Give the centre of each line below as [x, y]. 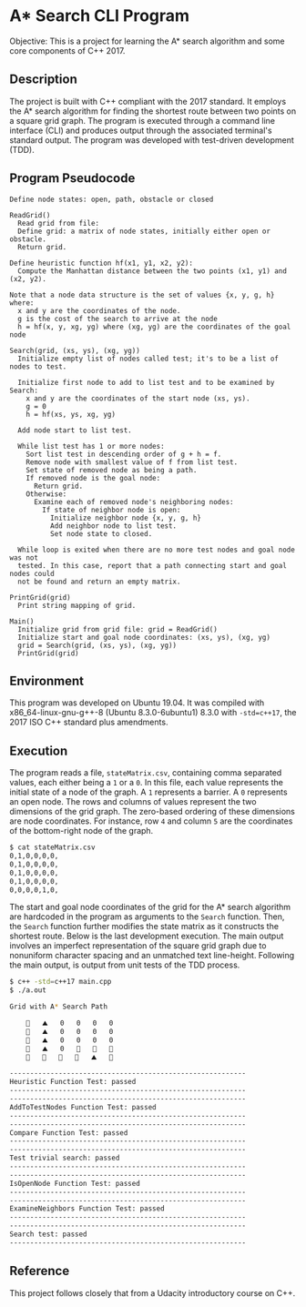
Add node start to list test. [75, 430]
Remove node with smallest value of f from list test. [132, 462]
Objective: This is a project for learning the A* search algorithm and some [147, 41]
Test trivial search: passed [65, 1158]
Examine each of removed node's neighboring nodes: [133, 502]
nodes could [32, 573]
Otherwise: [46, 494]
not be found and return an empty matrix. [99, 582]
